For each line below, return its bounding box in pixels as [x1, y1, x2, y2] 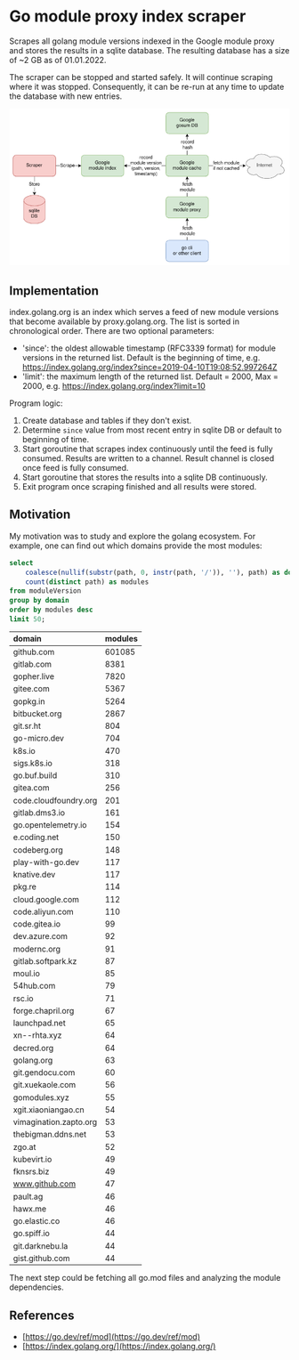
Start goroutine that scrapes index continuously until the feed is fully [21, 443, 273, 454]
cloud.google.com [12, 894, 80, 904]
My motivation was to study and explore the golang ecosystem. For [9, 530, 256, 541]
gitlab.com [12, 659, 52, 669]
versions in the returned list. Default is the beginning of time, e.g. [21, 352, 261, 362]
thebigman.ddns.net [12, 1129, 87, 1140]
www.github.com [12, 1178, 77, 1189]
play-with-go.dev [12, 856, 80, 867]
